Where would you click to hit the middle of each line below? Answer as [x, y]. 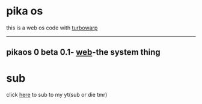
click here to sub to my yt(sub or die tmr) [57, 95]
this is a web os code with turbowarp [52, 28]
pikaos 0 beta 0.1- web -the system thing [83, 52]
